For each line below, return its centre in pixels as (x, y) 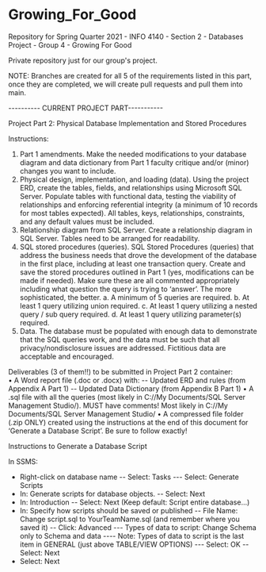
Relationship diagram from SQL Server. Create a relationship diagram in (136, 230)
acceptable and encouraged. (67, 356)
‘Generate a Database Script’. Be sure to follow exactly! (98, 431)
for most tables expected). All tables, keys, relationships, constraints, (132, 213)
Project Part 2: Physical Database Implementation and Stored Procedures (127, 123)
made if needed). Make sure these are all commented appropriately (129, 280)
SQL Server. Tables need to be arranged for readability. (110, 238)
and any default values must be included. (87, 221)
